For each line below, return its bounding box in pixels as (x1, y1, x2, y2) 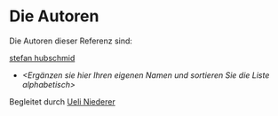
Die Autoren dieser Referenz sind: (9, 35, 133, 46)
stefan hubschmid (9, 52, 75, 63)
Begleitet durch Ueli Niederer (9, 96, 115, 107)
